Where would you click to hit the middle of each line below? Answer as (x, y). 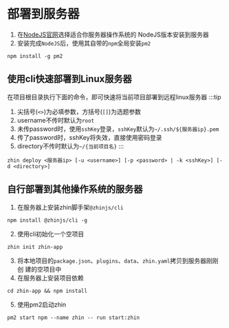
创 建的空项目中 (39, 269)
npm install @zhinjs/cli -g (47, 220)
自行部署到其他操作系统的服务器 (75, 189)
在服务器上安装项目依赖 (50, 278)
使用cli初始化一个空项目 (51, 234)
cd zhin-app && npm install (47, 291)
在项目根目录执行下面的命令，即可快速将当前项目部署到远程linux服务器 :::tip (114, 96)
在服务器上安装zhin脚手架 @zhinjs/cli (70, 207)
